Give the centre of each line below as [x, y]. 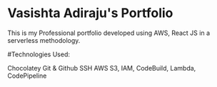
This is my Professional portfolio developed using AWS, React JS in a [109, 33]
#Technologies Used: [39, 54]
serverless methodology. [44, 40]
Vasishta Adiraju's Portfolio [90, 13]
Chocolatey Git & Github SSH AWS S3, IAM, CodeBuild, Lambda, [102, 68]
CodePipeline [27, 76]
